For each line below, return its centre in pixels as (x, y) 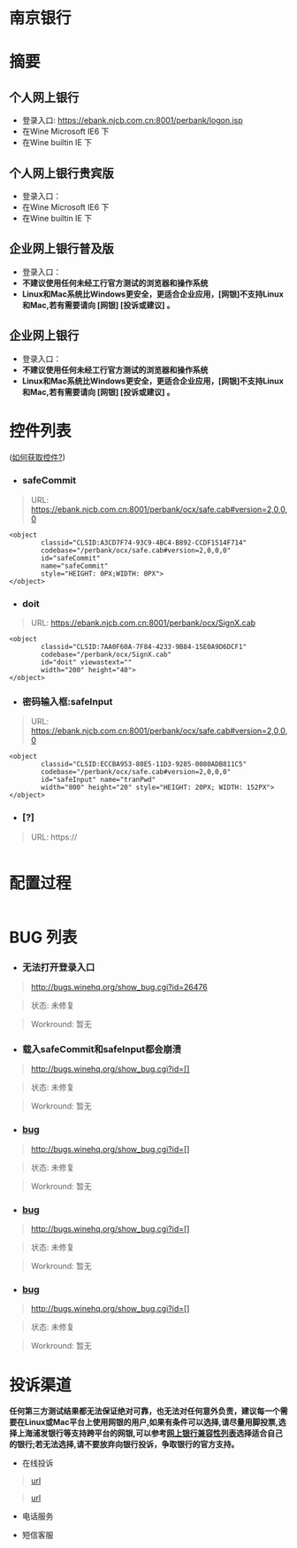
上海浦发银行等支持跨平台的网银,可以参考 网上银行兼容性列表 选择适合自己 (149, 1433)
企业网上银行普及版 (61, 249)
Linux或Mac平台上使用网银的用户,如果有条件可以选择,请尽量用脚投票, (151, 1422)
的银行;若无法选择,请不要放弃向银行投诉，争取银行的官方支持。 (124, 1444)
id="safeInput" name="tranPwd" (99, 780)
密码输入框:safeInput (67, 702)
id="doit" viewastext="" (87, 662)
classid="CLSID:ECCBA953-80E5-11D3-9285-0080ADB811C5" (144, 764)
